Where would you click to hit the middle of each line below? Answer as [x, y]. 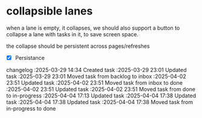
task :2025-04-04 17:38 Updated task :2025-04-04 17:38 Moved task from [100, 102]
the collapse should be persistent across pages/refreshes [78, 46]
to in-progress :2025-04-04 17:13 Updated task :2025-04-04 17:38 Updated [101, 96]
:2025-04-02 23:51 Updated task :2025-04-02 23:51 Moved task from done [101, 89]
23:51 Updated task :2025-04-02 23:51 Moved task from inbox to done [95, 83]
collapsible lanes [50, 11]
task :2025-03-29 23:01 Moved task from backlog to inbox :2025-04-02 [96, 76]
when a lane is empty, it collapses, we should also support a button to [93, 28]
